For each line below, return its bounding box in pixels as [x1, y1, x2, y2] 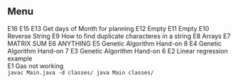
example [7, 54, 33, 63]
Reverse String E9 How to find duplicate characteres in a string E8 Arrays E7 [7, 32, 231, 40]
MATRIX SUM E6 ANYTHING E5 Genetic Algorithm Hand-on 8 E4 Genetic [7, 39, 222, 48]
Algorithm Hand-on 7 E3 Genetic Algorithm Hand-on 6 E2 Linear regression [7, 46, 229, 55]
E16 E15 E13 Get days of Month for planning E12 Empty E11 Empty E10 [7, 24, 210, 32]
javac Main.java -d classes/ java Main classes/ [7, 69, 154, 76]
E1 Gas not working [7, 61, 64, 70]
